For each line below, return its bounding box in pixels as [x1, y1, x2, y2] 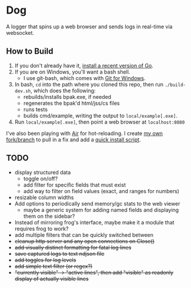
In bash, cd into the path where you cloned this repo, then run [14, 81, 163, 88]
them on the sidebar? [23, 213, 75, 220]
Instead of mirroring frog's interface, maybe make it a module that [14, 219, 175, 226]
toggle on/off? [23, 175, 58, 182]
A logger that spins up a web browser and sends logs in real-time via [6, 23, 173, 30]
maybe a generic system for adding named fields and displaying [23, 206, 179, 213]
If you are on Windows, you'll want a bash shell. [14, 68, 130, 75]
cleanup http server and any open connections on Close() [14, 237, 155, 244]
